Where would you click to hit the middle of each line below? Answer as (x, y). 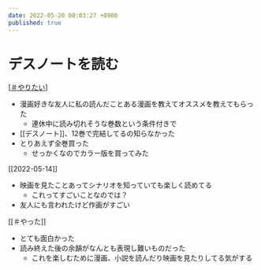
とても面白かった (47, 239)
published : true (35, 23)
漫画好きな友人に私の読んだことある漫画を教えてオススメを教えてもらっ (136, 104)
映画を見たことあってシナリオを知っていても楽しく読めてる (116, 185)
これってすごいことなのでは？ (80, 195)
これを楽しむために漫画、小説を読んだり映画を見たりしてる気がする (142, 258)
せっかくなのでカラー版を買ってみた (90, 153)
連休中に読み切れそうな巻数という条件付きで (104, 124)
